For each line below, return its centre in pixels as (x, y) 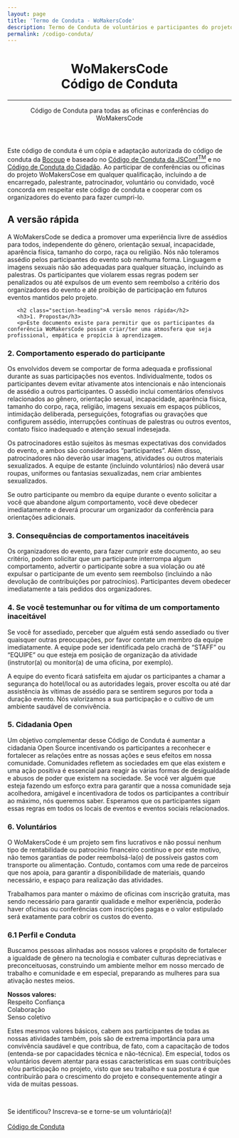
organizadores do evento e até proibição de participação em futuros (107, 290)
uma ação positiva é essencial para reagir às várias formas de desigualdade (119, 771)
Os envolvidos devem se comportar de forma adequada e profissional (110, 368)
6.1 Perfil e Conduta (42, 935)
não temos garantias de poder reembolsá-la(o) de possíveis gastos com (113, 857)
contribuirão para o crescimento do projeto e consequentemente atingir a (115, 1077)
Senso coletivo (29, 1017)
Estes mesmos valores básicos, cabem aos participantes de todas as (108, 1031)
